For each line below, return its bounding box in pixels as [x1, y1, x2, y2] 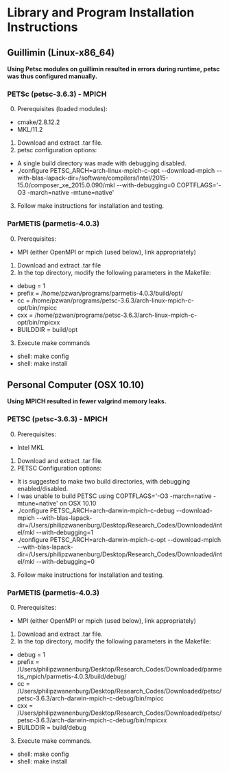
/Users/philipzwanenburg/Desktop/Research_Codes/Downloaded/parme [16, 665, 223, 673]
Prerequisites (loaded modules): [16, 105, 108, 113]
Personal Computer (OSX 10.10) [7, 379, 145, 390]
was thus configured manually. [7, 72, 98, 80]
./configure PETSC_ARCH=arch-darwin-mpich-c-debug [16, 506, 175, 514]
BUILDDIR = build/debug [16, 724, 87, 731]
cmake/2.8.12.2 [16, 118, 60, 126]
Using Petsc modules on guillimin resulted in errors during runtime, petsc [7, 65, 221, 73]
